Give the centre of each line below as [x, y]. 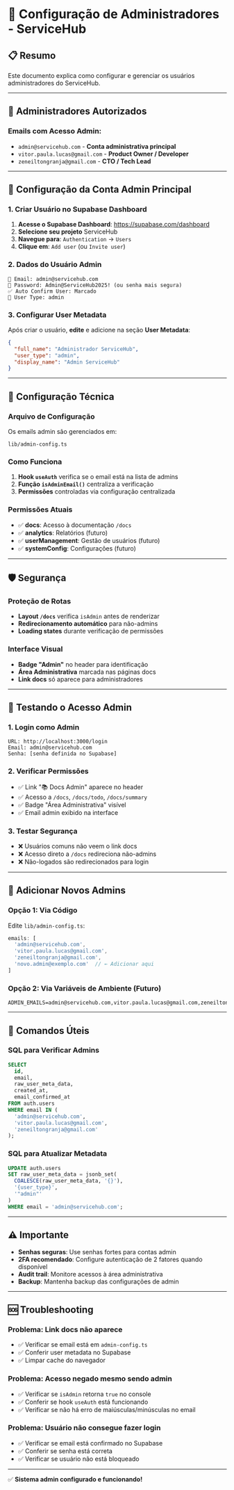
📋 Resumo [32, 55]
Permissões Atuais [40, 510]
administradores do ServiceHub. [54, 83]
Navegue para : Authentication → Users [75, 239]
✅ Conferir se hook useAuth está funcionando [83, 1402]
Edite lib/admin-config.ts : [47, 925]
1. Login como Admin [44, 727]
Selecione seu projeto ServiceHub [68, 232]
